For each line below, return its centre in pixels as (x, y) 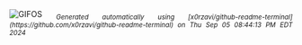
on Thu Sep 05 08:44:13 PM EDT (235, 25)
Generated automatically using (115, 17)
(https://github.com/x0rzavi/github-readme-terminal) (91, 25)
